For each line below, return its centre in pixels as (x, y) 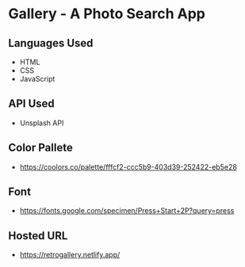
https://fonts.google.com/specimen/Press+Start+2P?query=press (127, 211)
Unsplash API (42, 123)
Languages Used (51, 43)
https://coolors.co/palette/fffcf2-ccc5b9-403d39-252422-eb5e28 (128, 166)
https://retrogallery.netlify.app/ (70, 255)
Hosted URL (38, 236)
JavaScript (37, 79)
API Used (32, 104)
